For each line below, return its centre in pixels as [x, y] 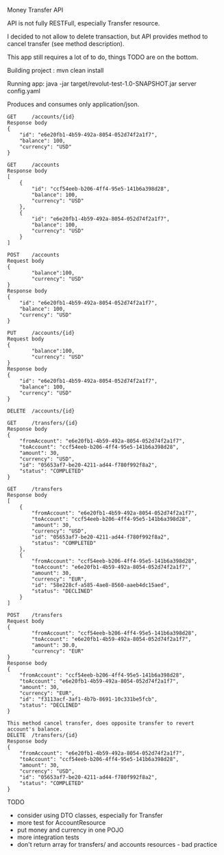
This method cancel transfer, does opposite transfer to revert [101, 723]
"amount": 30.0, [55, 645]
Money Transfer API [35, 10]
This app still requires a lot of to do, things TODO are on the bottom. [103, 57]
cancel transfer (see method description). [66, 44]
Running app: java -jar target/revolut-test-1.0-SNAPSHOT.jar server [102, 84]
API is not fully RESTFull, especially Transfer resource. [84, 23]
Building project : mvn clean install [55, 70]
